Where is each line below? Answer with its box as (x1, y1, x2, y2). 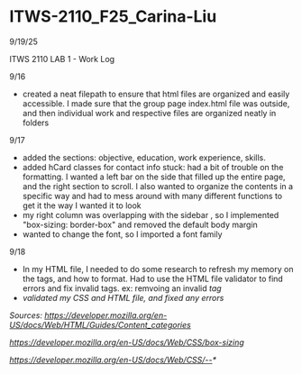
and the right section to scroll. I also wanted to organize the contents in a (22, 180, 294, 191)
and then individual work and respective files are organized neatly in (22, 107, 277, 118)
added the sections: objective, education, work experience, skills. (22, 151, 266, 163)
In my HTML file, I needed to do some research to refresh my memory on (22, 263, 294, 274)
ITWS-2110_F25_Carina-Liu (9, 6, 217, 27)
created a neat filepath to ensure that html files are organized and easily (22, 88, 290, 99)
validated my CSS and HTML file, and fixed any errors (22, 292, 224, 303)
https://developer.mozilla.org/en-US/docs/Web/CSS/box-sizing (9, 336, 245, 348)
